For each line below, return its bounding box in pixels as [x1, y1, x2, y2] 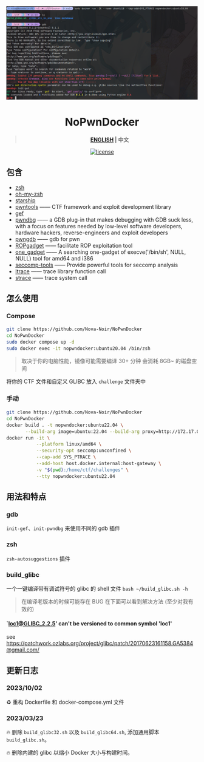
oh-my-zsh [15, 190, 44, 197]
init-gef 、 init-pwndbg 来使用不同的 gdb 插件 [6, 525, 120, 532]
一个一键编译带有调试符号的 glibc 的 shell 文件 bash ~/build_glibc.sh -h [6, 585, 188, 592]
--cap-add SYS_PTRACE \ [36, 454, 97, 460]
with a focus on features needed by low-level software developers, [15, 222, 183, 230]
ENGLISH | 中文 [90, 136, 129, 143]
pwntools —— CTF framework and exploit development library [15, 203, 172, 210]
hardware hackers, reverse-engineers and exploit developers [15, 229, 168, 236]
